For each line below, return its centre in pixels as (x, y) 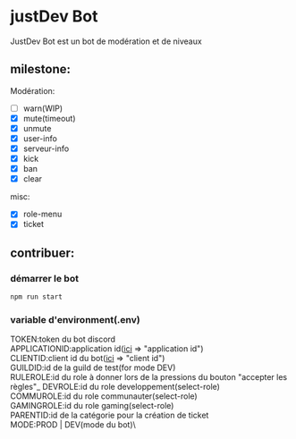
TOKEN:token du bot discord (63, 339)
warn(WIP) (43, 108)
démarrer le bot (45, 278)
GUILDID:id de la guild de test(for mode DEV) (93, 367)
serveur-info (46, 148)
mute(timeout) (49, 118)
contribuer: (42, 253)
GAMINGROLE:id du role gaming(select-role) (92, 406)
